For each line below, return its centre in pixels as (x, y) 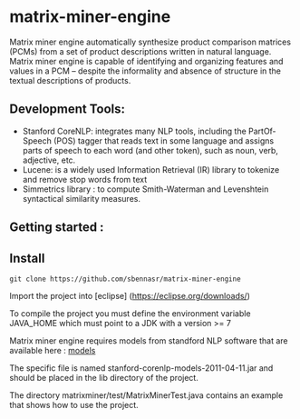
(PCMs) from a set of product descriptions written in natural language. (140, 51)
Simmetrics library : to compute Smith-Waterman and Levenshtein (145, 189)
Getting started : (57, 228)
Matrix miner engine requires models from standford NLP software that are (149, 340)
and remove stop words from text (85, 179)
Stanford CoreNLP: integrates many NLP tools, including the (134, 131)
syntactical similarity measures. (81, 198)
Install (27, 258)
